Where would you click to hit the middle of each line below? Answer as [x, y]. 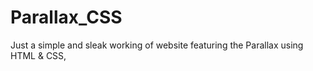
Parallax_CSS [66, 17]
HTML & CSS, [38, 55]
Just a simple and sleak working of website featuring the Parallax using [157, 45]
